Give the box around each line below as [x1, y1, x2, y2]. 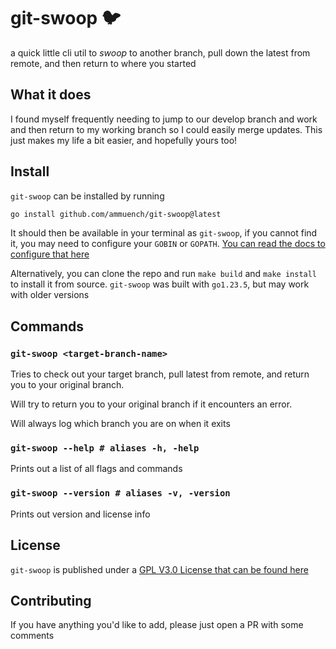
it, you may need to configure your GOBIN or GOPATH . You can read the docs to [10, 238, 326, 250]
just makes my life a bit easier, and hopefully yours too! [10, 134, 238, 146]
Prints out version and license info [10, 508, 151, 520]
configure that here [10, 248, 90, 260]
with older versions [10, 289, 90, 301]
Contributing [10, 592, 92, 609]
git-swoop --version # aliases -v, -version [10, 488, 231, 499]
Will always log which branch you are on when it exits [10, 418, 231, 430]
